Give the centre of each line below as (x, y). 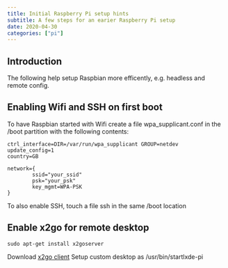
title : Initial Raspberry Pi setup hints (68, 14)
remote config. (28, 86)
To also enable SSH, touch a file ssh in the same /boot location (97, 205)
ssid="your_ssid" (57, 175)
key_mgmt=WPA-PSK (57, 187)
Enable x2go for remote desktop (78, 228)
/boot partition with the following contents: (68, 131)
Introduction (35, 61)
